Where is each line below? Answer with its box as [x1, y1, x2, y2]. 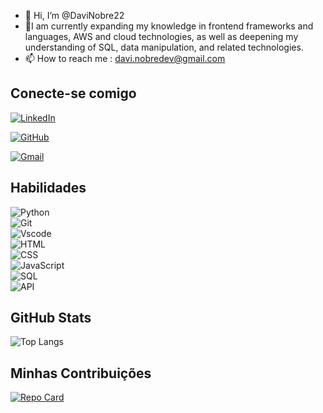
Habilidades [10, 180, 87, 197]
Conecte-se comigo [10, 85, 137, 102]
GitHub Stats [10, 310, 92, 327]
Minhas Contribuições [10, 365, 152, 382]
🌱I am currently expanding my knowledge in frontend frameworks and [24, 20, 314, 32]
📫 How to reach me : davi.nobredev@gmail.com [24, 53, 226, 64]
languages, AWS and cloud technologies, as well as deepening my [24, 31, 299, 42]
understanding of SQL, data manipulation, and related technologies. [24, 41, 304, 53]
